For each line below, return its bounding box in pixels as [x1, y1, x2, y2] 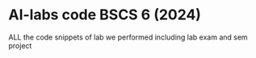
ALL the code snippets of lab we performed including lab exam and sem [8, 32, 248, 42]
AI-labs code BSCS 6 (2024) [8, 6, 202, 24]
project [8, 40, 32, 50]
